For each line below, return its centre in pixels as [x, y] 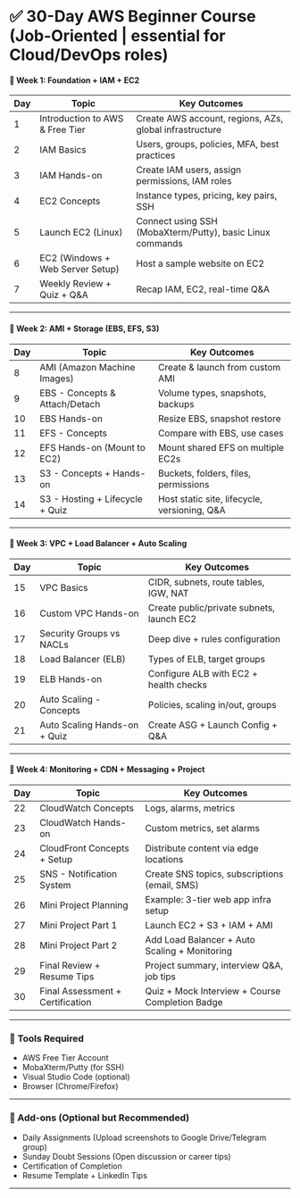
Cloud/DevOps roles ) [89, 55]
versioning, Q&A [192, 510]
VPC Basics [64, 587]
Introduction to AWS [82, 119]
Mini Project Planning [84, 905]
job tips [161, 977]
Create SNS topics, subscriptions [214, 874]
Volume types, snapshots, [212, 393]
